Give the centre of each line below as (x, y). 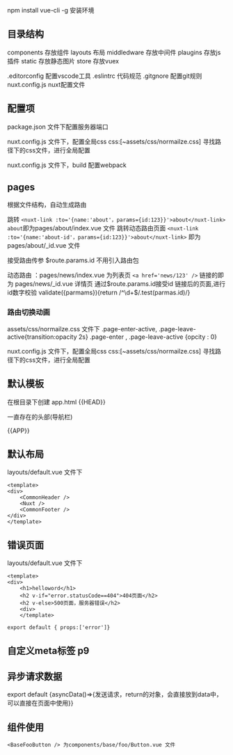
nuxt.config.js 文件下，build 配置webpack (67, 165)
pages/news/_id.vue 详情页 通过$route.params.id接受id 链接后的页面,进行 (120, 284)
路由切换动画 (29, 312)
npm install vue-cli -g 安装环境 (51, 10)
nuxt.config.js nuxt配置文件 (46, 84)
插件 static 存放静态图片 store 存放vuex (63, 61)
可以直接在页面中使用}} (40, 703)
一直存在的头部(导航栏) (40, 417)
